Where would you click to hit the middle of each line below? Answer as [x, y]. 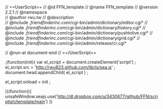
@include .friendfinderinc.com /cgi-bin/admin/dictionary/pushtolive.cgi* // [79, 33]
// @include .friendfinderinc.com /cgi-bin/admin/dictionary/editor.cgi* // [76, 22]
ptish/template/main [25, 101]
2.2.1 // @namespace [26, 12]
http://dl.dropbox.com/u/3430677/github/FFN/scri [108, 96]
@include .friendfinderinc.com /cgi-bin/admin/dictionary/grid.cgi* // [72, 38]
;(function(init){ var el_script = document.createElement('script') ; [71, 62]
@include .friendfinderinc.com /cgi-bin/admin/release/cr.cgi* [66, 43]
